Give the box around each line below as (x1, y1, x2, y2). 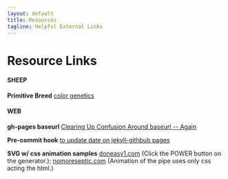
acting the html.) (7, 164, 54, 172)
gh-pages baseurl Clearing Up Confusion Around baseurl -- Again (7, 122, 197, 131)
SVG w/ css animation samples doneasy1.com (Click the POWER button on (7, 149, 222, 158)
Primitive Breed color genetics (7, 91, 94, 100)
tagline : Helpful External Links (7, 23, 103, 30)
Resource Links (7, 53, 98, 68)
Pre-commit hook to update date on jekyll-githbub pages (7, 135, 170, 144)
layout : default (7, 10, 54, 17)
